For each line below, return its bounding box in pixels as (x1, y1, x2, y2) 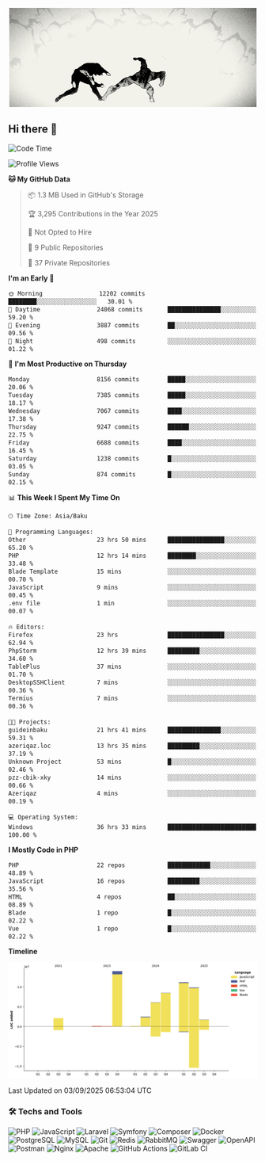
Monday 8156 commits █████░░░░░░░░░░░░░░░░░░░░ (8, 375, 257, 384)
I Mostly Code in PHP (8, 845, 79, 854)
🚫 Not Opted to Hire (27, 227, 93, 237)
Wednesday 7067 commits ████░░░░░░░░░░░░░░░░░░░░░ (8, 407, 257, 415)
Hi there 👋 (8, 123, 58, 136)
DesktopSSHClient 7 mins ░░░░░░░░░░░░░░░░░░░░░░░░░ (8, 678, 257, 686)
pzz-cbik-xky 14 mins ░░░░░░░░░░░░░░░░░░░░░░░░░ (8, 773, 257, 781)
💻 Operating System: (8, 813, 79, 821)
